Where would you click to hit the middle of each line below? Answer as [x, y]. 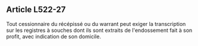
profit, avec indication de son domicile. [54, 36]
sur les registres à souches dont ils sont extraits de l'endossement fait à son [99, 30]
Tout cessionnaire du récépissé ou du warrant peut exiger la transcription [96, 24]
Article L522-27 [36, 10]
